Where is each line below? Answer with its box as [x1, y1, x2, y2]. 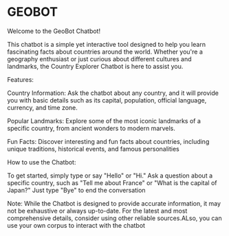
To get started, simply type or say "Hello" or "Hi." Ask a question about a [7, 171, 213, 180]
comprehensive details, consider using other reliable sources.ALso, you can [7, 214, 222, 222]
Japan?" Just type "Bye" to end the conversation [7, 186, 146, 194]
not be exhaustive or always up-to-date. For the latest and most [7, 206, 188, 215]
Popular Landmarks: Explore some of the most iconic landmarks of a [7, 116, 201, 125]
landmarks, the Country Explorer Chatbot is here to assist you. [7, 62, 184, 70]
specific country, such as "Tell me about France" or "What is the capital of [7, 178, 217, 186]
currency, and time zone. [7, 103, 78, 111]
